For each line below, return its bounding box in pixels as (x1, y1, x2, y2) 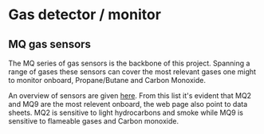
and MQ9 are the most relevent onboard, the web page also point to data (8, 100, 248, 108)
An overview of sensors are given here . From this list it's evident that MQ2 (8, 91, 252, 100)
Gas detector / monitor (8, 6, 162, 24)
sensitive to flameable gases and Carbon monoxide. (8, 116, 179, 125)
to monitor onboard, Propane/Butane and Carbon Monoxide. (8, 76, 206, 85)
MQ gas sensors (8, 37, 92, 51)
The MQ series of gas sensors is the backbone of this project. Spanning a (8, 58, 250, 68)
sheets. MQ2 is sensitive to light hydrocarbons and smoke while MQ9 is (8, 108, 243, 117)
